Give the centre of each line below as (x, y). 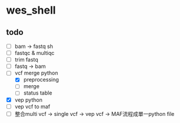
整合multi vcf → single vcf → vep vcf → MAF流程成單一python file (94, 114)
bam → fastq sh (34, 46)
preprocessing (41, 80)
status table (38, 93)
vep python (28, 100)
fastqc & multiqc (35, 53)
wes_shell (31, 10)
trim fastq (26, 60)
